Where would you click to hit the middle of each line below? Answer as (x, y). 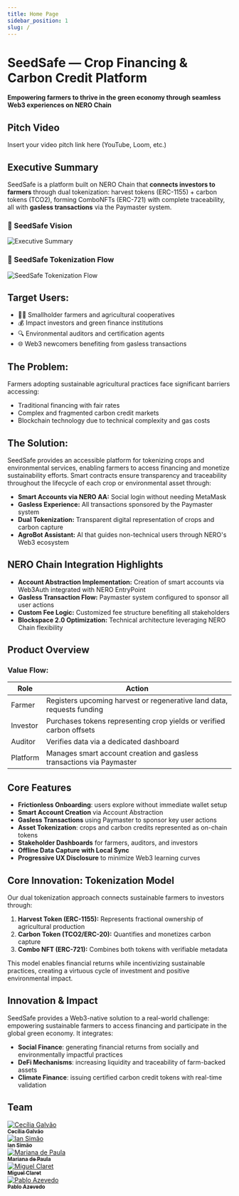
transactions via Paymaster (91, 763)
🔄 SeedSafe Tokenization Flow (61, 260)
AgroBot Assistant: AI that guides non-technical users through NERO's (122, 534)
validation (32, 1085)
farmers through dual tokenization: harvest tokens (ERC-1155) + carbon (112, 192)
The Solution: (38, 443)
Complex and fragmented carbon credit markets (88, 413)
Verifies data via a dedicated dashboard (112, 742)
